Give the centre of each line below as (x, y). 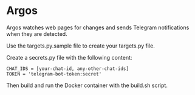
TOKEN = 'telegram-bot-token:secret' (54, 74)
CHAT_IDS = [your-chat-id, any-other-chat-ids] (68, 69)
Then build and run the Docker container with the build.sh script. (87, 85)
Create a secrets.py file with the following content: (69, 57)
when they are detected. (37, 33)
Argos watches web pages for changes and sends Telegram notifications (98, 27)
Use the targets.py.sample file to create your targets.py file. (80, 46)
